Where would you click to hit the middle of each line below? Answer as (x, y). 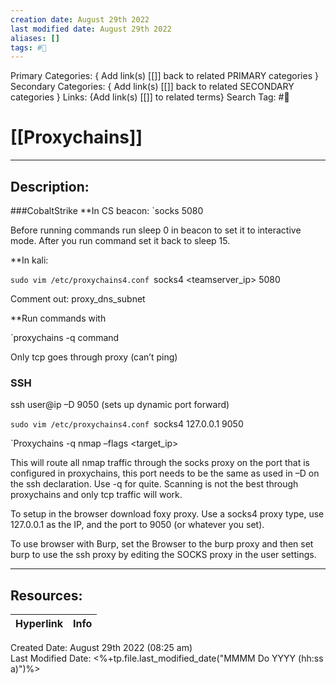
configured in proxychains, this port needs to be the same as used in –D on (165, 473)
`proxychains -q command (65, 337)
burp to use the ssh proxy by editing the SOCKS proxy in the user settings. (163, 555)
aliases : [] (35, 38)
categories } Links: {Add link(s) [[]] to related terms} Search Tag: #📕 (150, 97)
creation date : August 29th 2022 (80, 19)
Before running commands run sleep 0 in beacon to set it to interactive (156, 230)
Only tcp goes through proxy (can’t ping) (94, 357)
